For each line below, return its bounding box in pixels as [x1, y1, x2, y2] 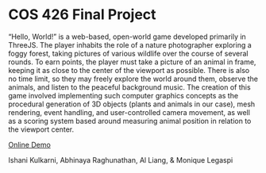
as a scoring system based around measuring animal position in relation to [8, 116, 252, 125]
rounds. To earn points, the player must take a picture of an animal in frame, [8, 57, 256, 67]
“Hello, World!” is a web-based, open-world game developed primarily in [8, 32, 246, 41]
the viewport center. [8, 125, 75, 134]
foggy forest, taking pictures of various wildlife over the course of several [8, 48, 249, 58]
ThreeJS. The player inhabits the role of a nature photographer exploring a [8, 40, 252, 49]
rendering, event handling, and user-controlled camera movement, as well [8, 107, 250, 117]
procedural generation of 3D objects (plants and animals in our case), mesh [8, 99, 256, 109]
